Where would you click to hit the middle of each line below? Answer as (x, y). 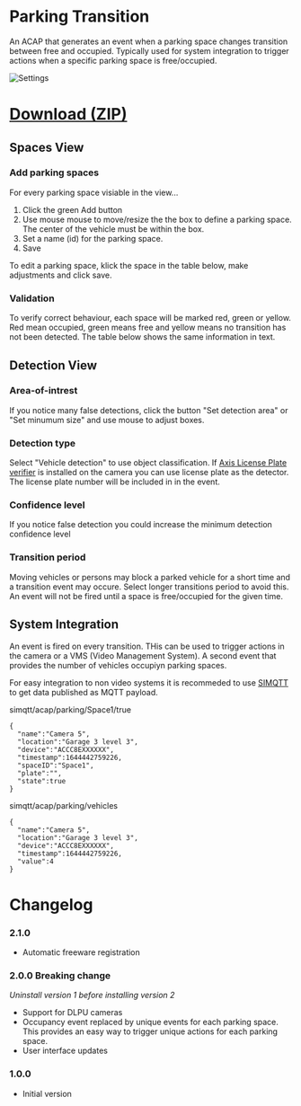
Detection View (53, 365)
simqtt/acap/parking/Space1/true (71, 709)
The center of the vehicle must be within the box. (113, 229)
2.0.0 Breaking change (60, 975)
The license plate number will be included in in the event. (115, 482)
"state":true (42, 781)
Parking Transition (80, 17)
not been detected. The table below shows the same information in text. (142, 337)
